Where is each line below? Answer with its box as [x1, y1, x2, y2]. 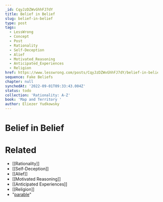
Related [5, 145, 36, 155]
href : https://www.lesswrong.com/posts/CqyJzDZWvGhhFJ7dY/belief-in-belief [5, 70, 162, 75]
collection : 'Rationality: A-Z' [5, 93, 70, 97]
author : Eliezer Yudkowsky [5, 102, 60, 107]
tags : [5, 25, 16, 30]
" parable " [12, 192, 32, 198]
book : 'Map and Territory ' [5, 97, 62, 102]
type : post [5, 20, 27, 26]
